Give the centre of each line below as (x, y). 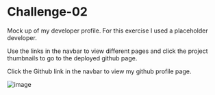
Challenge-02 (47, 12)
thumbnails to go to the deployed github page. (72, 58)
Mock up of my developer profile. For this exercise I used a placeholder (107, 31)
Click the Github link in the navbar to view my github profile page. (99, 71)
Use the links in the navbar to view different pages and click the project (107, 51)
